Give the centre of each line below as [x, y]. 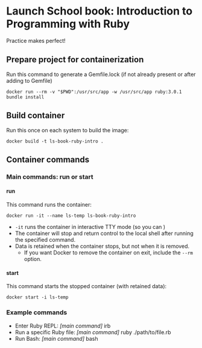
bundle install [25, 97]
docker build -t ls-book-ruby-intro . [55, 141]
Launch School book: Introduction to [99, 11]
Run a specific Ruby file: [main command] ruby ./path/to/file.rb [93, 332]
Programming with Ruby [68, 24]
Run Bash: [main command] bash [56, 338]
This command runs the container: [49, 205]
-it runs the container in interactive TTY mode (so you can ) [90, 227]
